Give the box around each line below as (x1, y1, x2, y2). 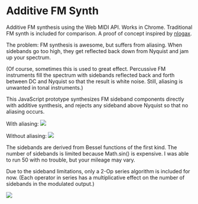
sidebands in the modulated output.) (6, 180, 95, 187)
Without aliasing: (6, 132, 47, 139)
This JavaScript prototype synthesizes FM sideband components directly (6, 96, 184, 103)
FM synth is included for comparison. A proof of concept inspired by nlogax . (6, 29, 192, 37)
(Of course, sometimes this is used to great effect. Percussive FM (6, 65, 166, 72)
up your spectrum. (6, 54, 51, 61)
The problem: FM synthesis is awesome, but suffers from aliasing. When (6, 41, 183, 48)
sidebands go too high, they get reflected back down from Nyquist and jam (6, 47, 189, 54)
